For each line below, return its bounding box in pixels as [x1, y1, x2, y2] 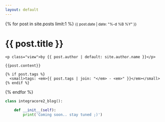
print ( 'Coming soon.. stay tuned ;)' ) [23, 112, 103, 118]
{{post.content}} [5, 63, 41, 68]
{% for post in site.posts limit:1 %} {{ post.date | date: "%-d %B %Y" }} [5, 21, 137, 27]
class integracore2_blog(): [5, 98, 63, 104]
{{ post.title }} [5, 38, 64, 49]
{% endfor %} [5, 89, 34, 95]
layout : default [5, 7, 39, 12]
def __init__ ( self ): [14, 108, 56, 113]
